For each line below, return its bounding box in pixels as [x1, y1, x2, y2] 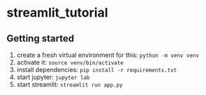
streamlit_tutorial [6, 5, 108, 21]
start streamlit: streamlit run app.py [16, 80, 123, 88]
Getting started [6, 33, 75, 44]
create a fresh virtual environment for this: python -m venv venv [16, 51, 200, 59]
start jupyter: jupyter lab [16, 73, 90, 81]
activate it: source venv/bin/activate [16, 58, 124, 67]
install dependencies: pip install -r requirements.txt [16, 66, 177, 74]
